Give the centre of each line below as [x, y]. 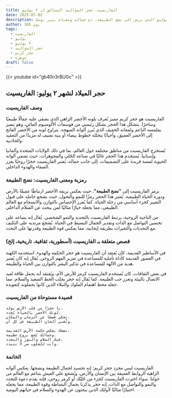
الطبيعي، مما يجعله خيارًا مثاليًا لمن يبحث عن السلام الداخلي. [62, 207]
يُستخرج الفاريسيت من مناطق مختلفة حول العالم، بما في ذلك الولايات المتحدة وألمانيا [86, 150]
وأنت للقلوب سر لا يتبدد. [32, 344]
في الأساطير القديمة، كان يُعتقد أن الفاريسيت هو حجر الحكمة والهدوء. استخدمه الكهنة [86, 252]
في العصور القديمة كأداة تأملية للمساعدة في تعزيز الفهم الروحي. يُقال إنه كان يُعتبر [83, 258]
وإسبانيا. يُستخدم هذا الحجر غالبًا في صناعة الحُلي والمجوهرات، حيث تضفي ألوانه [81, 156]
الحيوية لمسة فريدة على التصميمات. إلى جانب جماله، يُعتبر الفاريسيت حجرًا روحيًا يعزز [86, 161]
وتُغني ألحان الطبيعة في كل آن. [39, 321]
